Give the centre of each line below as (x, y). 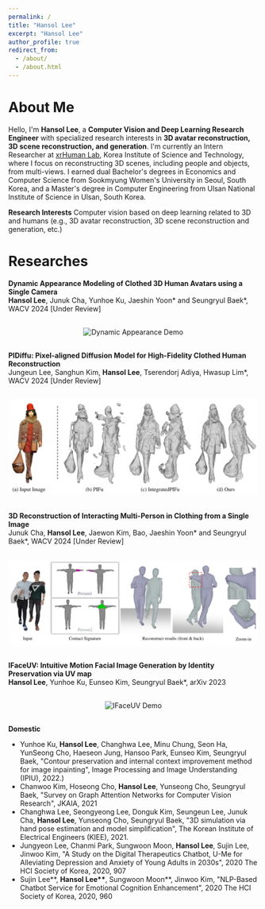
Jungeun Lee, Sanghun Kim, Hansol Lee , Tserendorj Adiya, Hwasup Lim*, (128, 372)
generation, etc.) (35, 229)
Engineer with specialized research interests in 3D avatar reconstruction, (129, 137)
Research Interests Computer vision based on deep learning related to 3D (130, 212)
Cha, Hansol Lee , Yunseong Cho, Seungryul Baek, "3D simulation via (132, 820)
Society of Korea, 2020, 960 (66, 896)
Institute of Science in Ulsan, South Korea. (77, 197)
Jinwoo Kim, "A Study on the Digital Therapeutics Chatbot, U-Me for (131, 854)
